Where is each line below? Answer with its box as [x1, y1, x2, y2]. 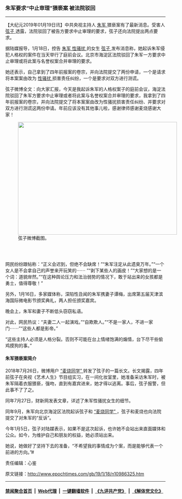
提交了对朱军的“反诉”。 [5, 414, 54, 421]
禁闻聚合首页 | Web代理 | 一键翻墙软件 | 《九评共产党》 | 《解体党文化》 [5, 488, 164, 494]
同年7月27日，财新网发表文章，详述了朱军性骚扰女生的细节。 [5, 397, 134, 403]
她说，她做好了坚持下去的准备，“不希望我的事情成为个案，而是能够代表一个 [5, 442, 164, 449]
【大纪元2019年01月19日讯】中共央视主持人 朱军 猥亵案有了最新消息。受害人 [5, 22, 165, 28]
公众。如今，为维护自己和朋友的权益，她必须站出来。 [5, 432, 117, 438]
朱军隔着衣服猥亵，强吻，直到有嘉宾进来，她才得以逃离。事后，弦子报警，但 [5, 380, 166, 386]
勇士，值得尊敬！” [5, 280, 43, 286]
